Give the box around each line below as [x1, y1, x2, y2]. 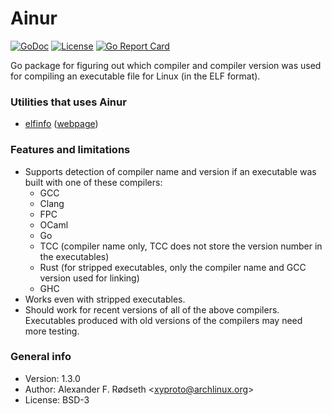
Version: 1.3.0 [24, 372, 81, 384]
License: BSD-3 [24, 393, 90, 406]
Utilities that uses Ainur [10, 95, 127, 109]
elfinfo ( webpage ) [24, 118, 99, 130]
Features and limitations [10, 143, 131, 157]
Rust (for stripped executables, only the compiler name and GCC [39, 261, 307, 273]
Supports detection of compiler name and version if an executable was [24, 165, 317, 177]
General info [10, 350, 72, 364]
